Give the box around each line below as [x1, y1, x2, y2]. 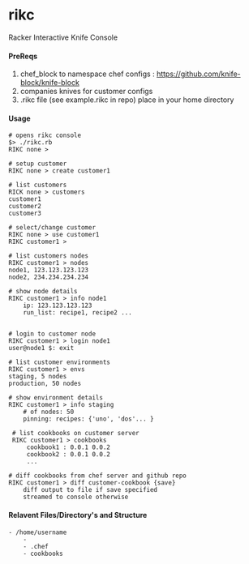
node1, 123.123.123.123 [8, 266, 89, 275]
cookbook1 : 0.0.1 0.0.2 [26, 443, 111, 451]
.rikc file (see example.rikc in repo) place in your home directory [19, 95, 234, 105]
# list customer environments [8, 358, 111, 366]
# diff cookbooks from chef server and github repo [8, 472, 187, 480]
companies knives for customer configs [19, 87, 153, 96]
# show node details [8, 288, 79, 296]
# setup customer [8, 160, 67, 168]
